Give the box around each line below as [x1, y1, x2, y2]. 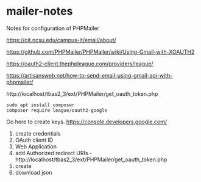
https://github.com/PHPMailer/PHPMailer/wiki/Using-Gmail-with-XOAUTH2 [6, 48, 195, 56]
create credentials [15, 129, 61, 137]
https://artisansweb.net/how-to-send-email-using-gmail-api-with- [6, 71, 173, 79]
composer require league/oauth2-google [6, 107, 108, 114]
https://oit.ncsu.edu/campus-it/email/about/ [6, 36, 117, 43]
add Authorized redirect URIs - [15, 149, 93, 156]
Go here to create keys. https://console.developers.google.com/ [6, 118, 167, 125]
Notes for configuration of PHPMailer [6, 24, 99, 32]
